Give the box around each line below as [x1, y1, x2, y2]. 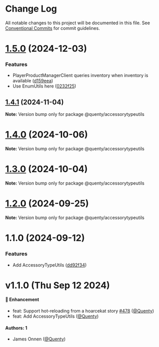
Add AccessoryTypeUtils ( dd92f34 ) [12, 262, 87, 268]
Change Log [5, 3, 57, 15]
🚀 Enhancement [5, 296, 39, 302]
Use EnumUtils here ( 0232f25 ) [12, 83, 77, 89]
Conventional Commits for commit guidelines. [5, 25, 100, 31]
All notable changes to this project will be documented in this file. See [5, 20, 150, 26]
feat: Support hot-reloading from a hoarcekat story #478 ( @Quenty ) [12, 308, 154, 314]
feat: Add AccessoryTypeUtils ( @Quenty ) [12, 313, 99, 319]
